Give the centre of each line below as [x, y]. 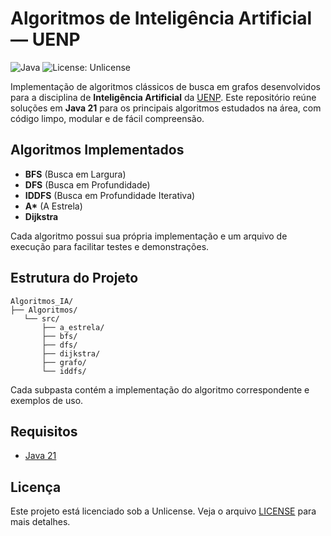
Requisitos [44, 431]
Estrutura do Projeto [74, 278]
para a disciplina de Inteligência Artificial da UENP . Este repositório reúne [163, 97]
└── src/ [41, 318]
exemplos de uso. [47, 400]
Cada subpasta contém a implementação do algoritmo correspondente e [160, 389]
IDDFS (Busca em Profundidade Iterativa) [110, 195]
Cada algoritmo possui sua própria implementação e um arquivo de [149, 236]
